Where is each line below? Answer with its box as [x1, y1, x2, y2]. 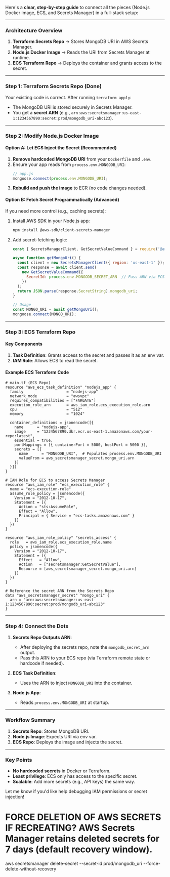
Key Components [5, 341, 43, 347]
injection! [5, 794, 24, 800]
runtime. [12, 55, 30, 61]
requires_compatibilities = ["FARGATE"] [10, 398, 96, 403]
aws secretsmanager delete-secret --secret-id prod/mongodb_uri [5, 860, 143, 867]
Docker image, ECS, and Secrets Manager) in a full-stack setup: [5, 10, 139, 16]
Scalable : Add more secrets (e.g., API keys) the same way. [12, 779, 135, 785]
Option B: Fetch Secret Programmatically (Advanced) [5, 197, 120, 203]
